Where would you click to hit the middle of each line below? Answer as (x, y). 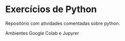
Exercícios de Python (51, 9)
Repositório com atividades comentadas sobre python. (63, 23)
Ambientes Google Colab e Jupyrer (42, 33)
